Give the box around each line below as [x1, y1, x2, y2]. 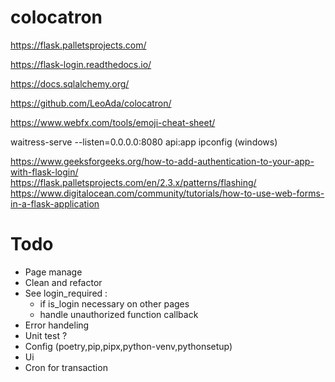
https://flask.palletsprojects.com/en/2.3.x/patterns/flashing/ [10, 176, 257, 188]
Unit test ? [24, 329, 68, 341]
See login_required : [24, 287, 108, 299]
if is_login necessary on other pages [39, 297, 190, 310]
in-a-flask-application [10, 197, 100, 210]
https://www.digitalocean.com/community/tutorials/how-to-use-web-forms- [10, 187, 325, 199]
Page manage [24, 266, 83, 278]
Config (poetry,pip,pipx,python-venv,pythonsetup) [24, 340, 233, 352]
